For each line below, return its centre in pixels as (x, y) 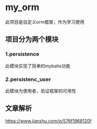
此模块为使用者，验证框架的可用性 (41, 91)
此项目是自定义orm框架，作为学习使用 (45, 22)
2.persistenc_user (28, 79)
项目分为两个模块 (32, 39)
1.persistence (22, 54)
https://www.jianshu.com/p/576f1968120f (48, 121)
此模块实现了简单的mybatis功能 (38, 66)
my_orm (22, 7)
